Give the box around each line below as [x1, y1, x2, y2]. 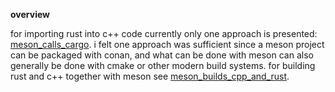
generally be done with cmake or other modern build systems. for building [10, 60, 316, 71]
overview [10, 9, 50, 20]
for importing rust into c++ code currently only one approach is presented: [10, 28, 318, 39]
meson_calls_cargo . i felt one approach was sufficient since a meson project [10, 39, 325, 50]
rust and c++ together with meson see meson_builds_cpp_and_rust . [10, 70, 290, 82]
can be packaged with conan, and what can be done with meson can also [10, 49, 314, 61]
